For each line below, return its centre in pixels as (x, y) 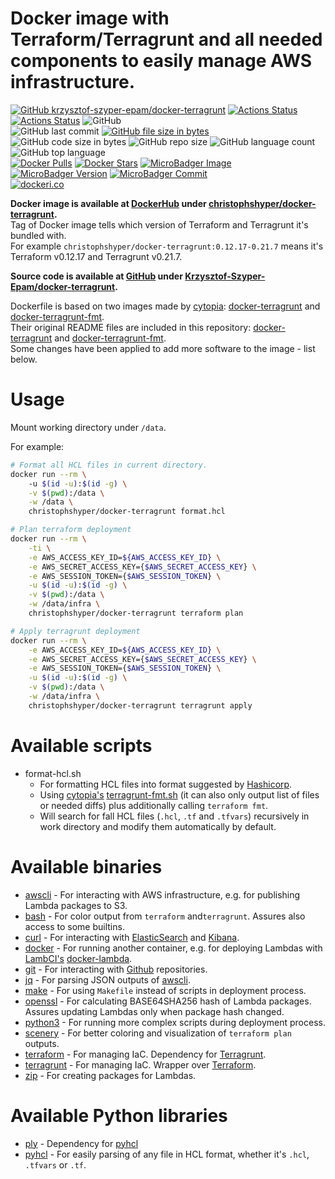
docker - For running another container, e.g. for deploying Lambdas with (173, 948)
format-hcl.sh (53, 773)
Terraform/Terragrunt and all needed (166, 39)
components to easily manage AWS (161, 61)
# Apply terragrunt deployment (75, 631)
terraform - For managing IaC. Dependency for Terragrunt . (145, 1054)
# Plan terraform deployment (71, 530)
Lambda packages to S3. (76, 905)
